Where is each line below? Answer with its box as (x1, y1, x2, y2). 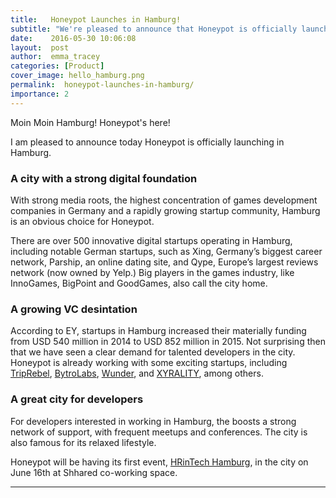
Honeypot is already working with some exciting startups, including (10, 357, 288, 369)
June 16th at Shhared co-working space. (10, 466, 178, 478)
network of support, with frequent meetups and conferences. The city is (10, 426, 308, 438)
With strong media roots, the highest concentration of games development (10, 194, 318, 206)
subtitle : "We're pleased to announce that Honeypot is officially (10, 24, 298, 34)
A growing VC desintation (10, 302, 138, 316)
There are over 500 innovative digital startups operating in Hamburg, (10, 234, 293, 246)
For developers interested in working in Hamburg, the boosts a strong (10, 415, 297, 427)
